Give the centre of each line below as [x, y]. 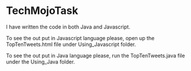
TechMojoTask [42, 11]
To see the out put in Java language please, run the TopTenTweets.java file [95, 55]
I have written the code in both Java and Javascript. [68, 27]
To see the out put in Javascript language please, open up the [80, 38]
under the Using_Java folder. [40, 62]
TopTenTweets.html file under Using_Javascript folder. [71, 44]
